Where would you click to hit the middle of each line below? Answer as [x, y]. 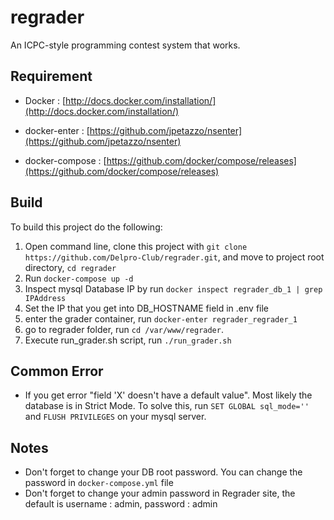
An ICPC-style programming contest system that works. [125, 45]
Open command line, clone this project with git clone [136, 246]
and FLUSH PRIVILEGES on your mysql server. [115, 417]
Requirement [51, 76]
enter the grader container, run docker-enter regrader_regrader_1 [161, 318]
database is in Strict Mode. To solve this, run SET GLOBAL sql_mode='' [167, 406]
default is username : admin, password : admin [121, 504]
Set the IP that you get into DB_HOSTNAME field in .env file [147, 308]
